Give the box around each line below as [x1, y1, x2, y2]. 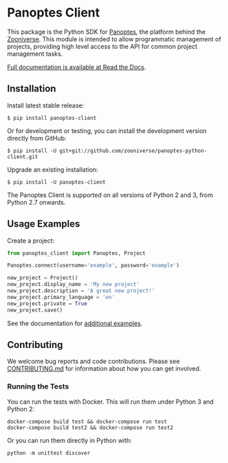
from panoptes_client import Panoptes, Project [7, 249, 146, 256]
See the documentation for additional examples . [7, 319, 143, 327]
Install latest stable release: [7, 101, 84, 110]
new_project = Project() [7, 274, 78, 282]
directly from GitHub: [7, 134, 67, 142]
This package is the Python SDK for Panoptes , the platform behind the [7, 28, 206, 36]
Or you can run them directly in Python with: [7, 436, 133, 444]
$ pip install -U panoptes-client [7, 178, 106, 185]
